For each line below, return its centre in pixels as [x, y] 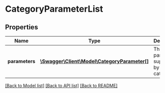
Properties [22, 27]
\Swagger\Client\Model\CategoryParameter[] [94, 61]
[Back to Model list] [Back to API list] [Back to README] [61, 86]
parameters [21, 61]
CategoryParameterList [54, 9]
